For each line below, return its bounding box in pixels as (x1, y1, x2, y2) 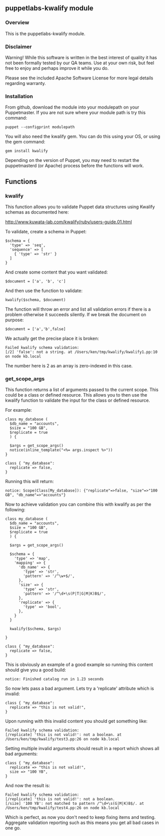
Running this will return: (5, 479, 54, 485)
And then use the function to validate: (5, 288, 82, 294)
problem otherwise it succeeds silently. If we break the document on (5, 311, 146, 317)
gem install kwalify (5, 148, 48, 154)
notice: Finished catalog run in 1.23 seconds (5, 677, 104, 682)
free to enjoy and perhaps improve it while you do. (5, 65, 109, 71)
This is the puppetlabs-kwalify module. (5, 30, 85, 37)
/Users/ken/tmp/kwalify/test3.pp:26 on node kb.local (5, 736, 120, 742)
